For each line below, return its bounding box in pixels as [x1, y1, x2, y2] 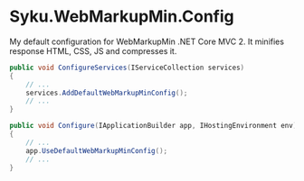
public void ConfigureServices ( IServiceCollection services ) [9, 63, 245, 72]
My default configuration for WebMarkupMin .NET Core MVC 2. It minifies [9, 36, 285, 47]
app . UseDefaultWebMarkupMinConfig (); [25, 146, 168, 155]
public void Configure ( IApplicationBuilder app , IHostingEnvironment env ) [9, 122, 298, 131]
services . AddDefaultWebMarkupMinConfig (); [25, 88, 188, 97]
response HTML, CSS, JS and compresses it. [9, 45, 177, 56]
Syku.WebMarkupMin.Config [9, 6, 234, 27]
